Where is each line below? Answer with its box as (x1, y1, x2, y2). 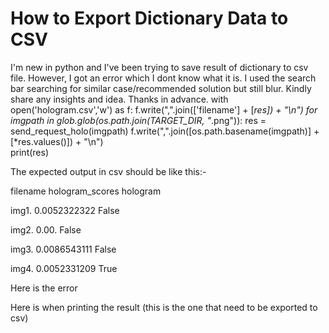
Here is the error (10, 282, 78, 294)
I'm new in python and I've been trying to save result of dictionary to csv (10, 61, 309, 73)
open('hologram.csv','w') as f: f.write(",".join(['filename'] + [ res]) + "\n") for (10, 103, 318, 116)
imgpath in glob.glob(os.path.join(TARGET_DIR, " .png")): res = (10, 114, 267, 126)
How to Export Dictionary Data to (10, 7, 289, 30)
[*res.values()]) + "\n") (10, 135, 104, 147)
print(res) (10, 146, 50, 158)
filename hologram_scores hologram (10, 185, 162, 197)
